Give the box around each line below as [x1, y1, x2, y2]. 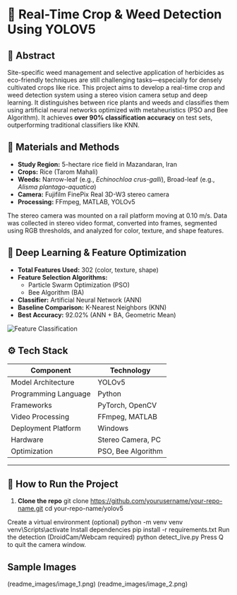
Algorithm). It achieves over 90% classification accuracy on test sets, [7, 113, 213, 122]
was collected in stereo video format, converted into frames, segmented [7, 218, 217, 227]
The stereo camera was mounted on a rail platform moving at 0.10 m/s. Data [7, 211, 228, 220]
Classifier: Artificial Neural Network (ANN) [17, 295, 142, 304]
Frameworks [11, 401, 52, 411]
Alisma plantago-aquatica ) [17, 182, 97, 191]
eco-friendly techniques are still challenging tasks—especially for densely [7, 76, 222, 84]
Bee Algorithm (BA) [28, 288, 85, 296]
